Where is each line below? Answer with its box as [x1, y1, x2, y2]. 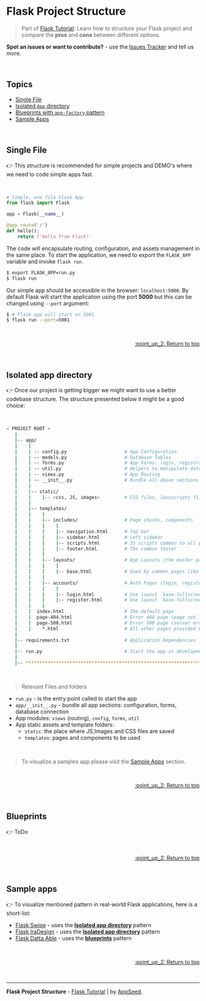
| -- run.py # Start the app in [14, 648, 174, 655]
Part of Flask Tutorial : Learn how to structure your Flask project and [21, 25, 193, 32]
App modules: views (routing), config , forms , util [15, 714, 140, 721]
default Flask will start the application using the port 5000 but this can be [6, 293, 192, 300]
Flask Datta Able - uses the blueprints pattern [15, 934, 132, 941]
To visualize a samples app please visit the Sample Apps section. [21, 758, 186, 765]
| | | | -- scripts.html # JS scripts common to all [14, 540, 196, 546]
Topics [6, 79, 33, 90]
